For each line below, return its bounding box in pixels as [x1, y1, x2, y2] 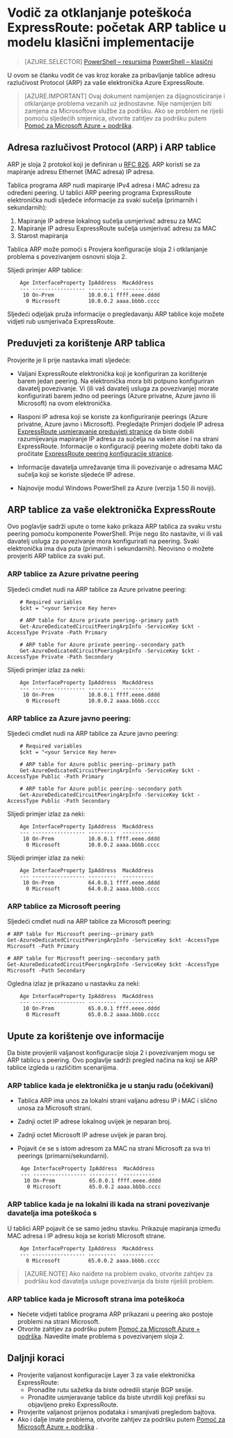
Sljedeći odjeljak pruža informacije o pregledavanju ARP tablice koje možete [7, 310, 225, 318]
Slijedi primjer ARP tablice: [7, 266, 83, 274]
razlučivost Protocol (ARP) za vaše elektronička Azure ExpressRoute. [7, 78, 205, 86]
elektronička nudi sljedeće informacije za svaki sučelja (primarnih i [7, 196, 198, 204]
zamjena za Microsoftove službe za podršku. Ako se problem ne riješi [24, 106, 224, 115]
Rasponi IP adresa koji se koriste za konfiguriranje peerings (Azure [17, 412, 209, 420]
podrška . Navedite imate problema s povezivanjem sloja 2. [17, 1332, 185, 1341]
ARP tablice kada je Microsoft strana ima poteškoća [7, 1294, 185, 1304]
